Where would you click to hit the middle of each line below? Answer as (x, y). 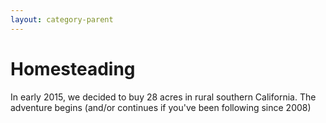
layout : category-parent (62, 19)
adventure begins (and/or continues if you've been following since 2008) (161, 107)
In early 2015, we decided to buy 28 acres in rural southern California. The (163, 97)
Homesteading (73, 68)
